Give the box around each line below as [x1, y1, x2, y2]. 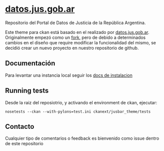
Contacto [5, 122, 34, 131]
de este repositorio [5, 141, 43, 147]
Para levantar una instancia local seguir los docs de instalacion [5, 72, 133, 78]
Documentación [5, 59, 56, 67]
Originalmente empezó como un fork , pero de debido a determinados [5, 34, 146, 40]
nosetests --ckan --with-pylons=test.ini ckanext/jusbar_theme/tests [5, 109, 151, 114]
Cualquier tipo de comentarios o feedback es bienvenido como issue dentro [5, 135, 159, 141]
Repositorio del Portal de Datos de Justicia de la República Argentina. [5, 20, 146, 26]
